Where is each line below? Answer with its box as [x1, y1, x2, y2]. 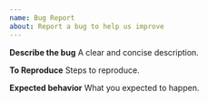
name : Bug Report [9, 13, 75, 23]
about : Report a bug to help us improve [9, 22, 165, 31]
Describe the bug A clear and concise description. [9, 46, 200, 57]
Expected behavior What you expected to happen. [9, 82, 200, 93]
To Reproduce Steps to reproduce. [9, 65, 140, 76]
